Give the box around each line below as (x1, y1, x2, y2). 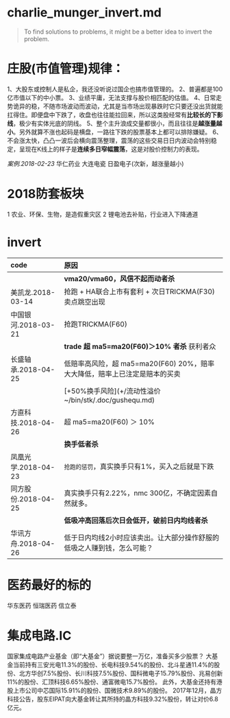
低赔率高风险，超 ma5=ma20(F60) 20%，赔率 (64, 359, 215, 368)
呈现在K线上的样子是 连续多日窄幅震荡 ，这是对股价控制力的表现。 (18, 145, 203, 153)
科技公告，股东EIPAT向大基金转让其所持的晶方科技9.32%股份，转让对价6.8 (7, 695, 219, 703)
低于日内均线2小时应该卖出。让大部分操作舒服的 (64, 533, 220, 542)
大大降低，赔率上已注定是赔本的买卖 (64, 369, 181, 379)
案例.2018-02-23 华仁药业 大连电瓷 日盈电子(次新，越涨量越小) (7, 159, 184, 167)
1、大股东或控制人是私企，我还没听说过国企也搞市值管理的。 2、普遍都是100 (7, 84, 223, 93)
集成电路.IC (7, 627, 72, 643)
